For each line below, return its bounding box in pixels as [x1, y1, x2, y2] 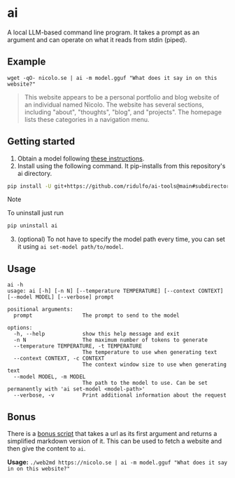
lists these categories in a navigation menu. [24, 115, 150, 123]
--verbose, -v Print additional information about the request [13, 392, 227, 399]
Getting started [7, 135, 76, 148]
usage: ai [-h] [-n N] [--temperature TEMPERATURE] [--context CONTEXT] [7, 287, 224, 295]
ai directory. [17, 169, 52, 177]
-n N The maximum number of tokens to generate [13, 336, 208, 344]
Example [7, 56, 46, 68]
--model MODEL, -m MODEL [13, 374, 86, 381]
